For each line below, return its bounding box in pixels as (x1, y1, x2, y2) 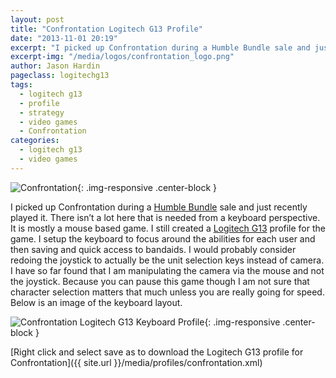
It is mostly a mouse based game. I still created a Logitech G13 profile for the (10, 222, 326, 234)
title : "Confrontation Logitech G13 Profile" (10, 24, 203, 34)
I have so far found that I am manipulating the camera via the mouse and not (10, 264, 325, 276)
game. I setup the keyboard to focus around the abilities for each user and (10, 232, 316, 245)
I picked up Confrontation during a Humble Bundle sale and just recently (10, 201, 308, 213)
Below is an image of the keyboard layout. (10, 296, 183, 308)
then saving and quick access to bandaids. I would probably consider (10, 243, 297, 255)
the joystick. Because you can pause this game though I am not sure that (10, 275, 310, 287)
